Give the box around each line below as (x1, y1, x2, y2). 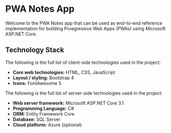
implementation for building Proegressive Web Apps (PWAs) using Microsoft (5, 25, 166, 31)
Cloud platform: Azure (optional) (12, 121, 82, 128)
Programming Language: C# (12, 105, 74, 112)
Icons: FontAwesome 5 (12, 80, 62, 86)
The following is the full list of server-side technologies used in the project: (5, 90, 163, 96)
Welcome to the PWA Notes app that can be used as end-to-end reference (5, 20, 162, 26)
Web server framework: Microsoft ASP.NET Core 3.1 (12, 100, 124, 106)
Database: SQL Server (12, 116, 61, 122)
